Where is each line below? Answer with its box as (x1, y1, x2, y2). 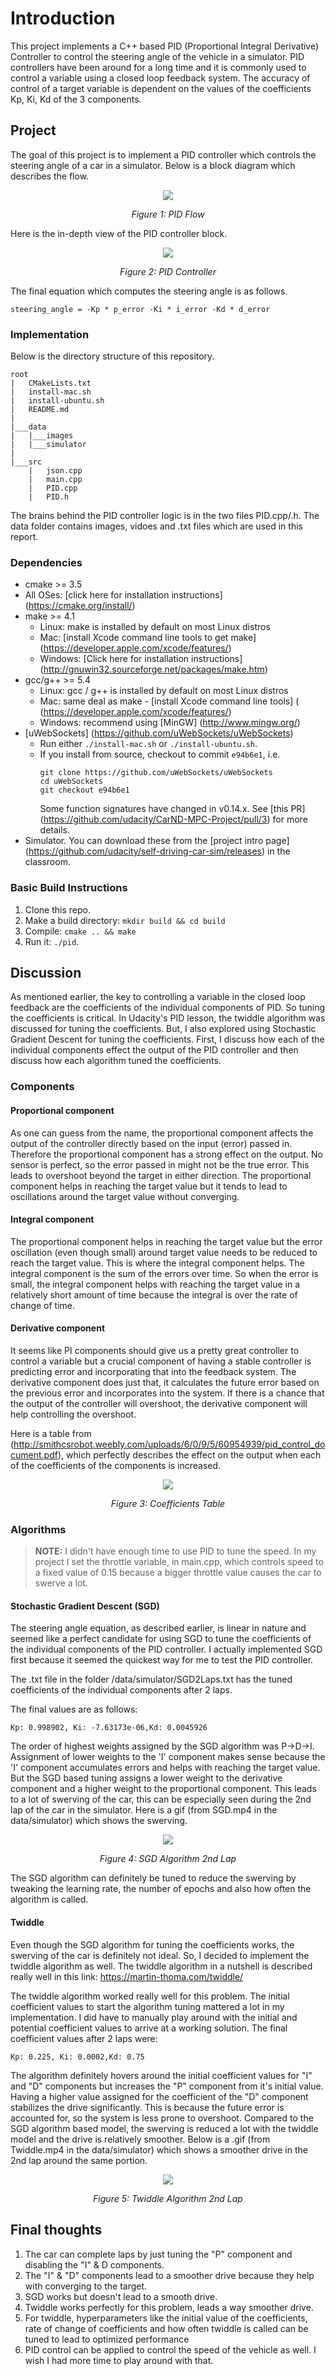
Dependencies (10, 555, 83, 569)
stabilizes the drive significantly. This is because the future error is (10, 2101, 285, 2113)
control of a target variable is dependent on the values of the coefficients (10, 82, 312, 94)
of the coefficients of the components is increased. (10, 1459, 222, 1471)
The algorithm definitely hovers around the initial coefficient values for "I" (10, 2069, 313, 2081)
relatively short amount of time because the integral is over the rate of (10, 1288, 298, 1301)
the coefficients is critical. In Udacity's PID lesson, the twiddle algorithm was (10, 1012, 326, 1024)
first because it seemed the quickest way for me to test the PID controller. (10, 1654, 314, 1666)
